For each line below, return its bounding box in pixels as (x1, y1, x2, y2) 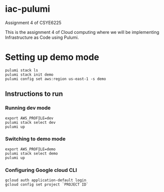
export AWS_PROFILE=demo (5, 146, 56, 152)
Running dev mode (5, 105, 51, 111)
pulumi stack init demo (5, 72, 54, 77)
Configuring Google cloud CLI (5, 166, 77, 173)
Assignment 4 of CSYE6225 (5, 20, 62, 26)
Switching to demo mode (5, 136, 66, 142)
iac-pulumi (5, 3, 50, 15)
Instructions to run (5, 90, 63, 98)
